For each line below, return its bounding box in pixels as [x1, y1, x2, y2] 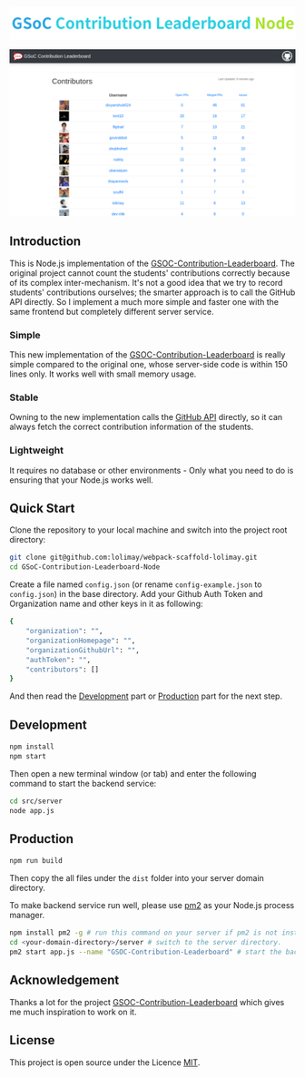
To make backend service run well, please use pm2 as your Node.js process [9, 900, 295, 911]
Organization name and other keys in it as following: [9, 598, 203, 610]
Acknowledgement [9, 973, 120, 988]
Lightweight [9, 444, 64, 456]
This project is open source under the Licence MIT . [9, 1056, 201, 1068]
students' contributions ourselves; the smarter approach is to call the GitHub [9, 287, 296, 298]
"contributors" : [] [25, 665, 100, 674]
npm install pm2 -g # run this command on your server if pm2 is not [9, 928, 279, 937]
